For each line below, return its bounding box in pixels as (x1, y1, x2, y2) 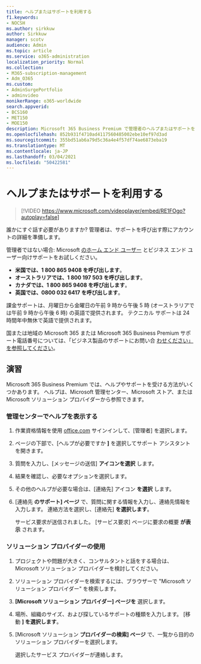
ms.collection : (6, 64, 44, 71)
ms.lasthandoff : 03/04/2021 (6, 154, 77, 160)
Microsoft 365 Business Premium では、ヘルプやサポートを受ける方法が (6, 381, 184, 387)
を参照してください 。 (6, 344, 59, 351)
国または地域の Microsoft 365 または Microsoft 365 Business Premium (6, 329, 179, 336)
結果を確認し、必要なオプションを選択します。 (14, 473, 130, 480)
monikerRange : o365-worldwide (6, 98, 82, 104)
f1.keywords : (6, 14, 39, 20)
